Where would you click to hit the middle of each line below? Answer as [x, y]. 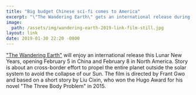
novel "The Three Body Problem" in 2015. [56, 86]
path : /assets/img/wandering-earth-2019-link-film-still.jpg [88, 28]
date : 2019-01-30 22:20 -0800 [43, 38]
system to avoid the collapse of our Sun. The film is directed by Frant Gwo [96, 74]
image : [14, 22]
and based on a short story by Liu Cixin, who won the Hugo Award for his [94, 80]
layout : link [22, 33]
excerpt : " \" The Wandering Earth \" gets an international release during [98, 17]
